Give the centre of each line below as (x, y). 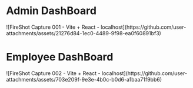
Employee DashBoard (60, 57)
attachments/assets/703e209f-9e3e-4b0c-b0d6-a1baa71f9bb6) (84, 79)
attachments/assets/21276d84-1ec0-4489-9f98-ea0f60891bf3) (84, 33)
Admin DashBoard (51, 11)
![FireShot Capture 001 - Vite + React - (53, 27)
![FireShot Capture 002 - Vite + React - (54, 73)
